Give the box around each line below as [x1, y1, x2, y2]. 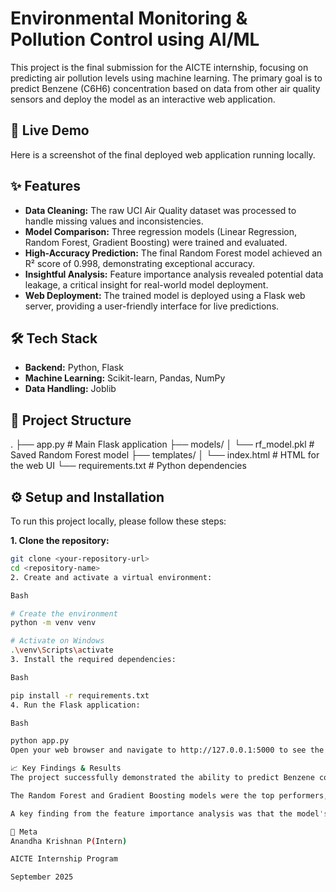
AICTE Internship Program [10, 854, 118, 864]
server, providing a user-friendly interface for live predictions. [24, 300, 280, 312]
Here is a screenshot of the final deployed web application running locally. [10, 148, 316, 161]
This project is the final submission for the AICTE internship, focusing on [10, 61, 309, 73]
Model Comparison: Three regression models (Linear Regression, [24, 225, 297, 237]
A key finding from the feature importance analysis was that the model [10, 808, 320, 819]
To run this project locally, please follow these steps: [10, 515, 227, 527]
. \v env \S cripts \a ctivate [10, 645, 114, 656]
